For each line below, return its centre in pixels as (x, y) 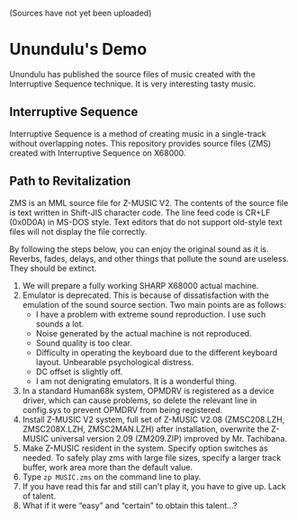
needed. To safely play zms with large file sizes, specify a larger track (152, 457)
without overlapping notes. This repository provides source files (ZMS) (140, 143)
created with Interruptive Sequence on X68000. (98, 153)
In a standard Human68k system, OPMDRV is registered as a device (148, 390)
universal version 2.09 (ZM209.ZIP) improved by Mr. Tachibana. (169, 438)
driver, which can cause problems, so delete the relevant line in (139, 400)
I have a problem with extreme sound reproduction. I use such (151, 314)
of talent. (39, 496)
